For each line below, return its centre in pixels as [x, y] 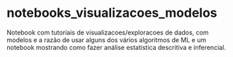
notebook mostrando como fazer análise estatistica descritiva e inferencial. [116, 47]
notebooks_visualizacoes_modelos [112, 13]
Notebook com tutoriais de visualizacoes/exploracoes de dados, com [108, 32]
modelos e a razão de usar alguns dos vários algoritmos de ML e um [107, 39]
